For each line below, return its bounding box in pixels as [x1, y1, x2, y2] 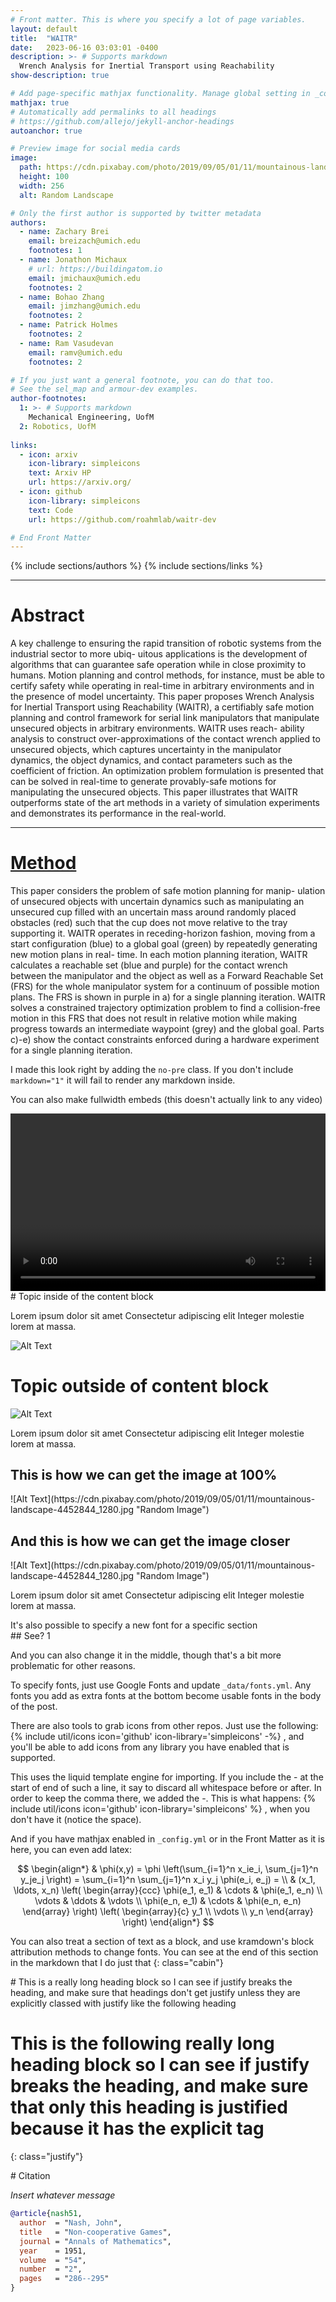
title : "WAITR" [10, 33, 78, 43]
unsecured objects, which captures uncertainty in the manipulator [10, 744, 282, 756]
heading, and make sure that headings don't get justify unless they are [10, 1987, 301, 1999]
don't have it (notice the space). [10, 1814, 142, 1826]
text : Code [28, 505, 74, 515]
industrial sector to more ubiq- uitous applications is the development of [10, 648, 308, 660]
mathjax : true [10, 97, 70, 108]
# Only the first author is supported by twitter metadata [10, 208, 262, 218]
